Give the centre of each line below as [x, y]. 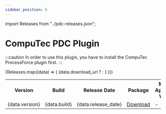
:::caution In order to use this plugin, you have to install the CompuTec [76, 57]
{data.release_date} [99, 104]
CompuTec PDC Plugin [52, 43]
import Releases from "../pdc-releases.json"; [50, 24]
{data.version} [24, 104]
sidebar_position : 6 [26, 10]
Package [138, 90]
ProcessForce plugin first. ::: [34, 62]
